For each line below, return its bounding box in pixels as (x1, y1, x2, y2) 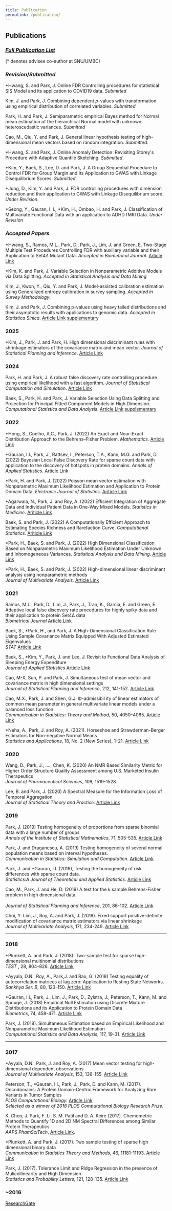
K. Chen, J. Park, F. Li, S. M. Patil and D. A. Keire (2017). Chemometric (5, 1113, 153, 1119)
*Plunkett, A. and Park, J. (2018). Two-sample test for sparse (5, 952, 134, 958)
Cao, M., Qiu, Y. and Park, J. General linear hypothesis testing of (5, 134, 141, 140)
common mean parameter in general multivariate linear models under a (5, 700, 155, 707)
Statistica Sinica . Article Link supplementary (5, 315, 99, 321)
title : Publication (5, 7, 47, 13)
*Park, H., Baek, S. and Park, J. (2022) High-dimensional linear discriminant (5, 566, 165, 572)
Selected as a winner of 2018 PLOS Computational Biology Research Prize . (5, 1103, 164, 1109)
